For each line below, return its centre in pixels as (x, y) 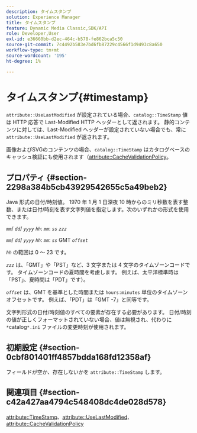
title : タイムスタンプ (31, 22)
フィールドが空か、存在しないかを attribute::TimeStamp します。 (86, 372)
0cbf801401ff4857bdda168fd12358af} (79, 357)
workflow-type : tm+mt (33, 50)
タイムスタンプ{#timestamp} (77, 97)
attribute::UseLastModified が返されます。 (59, 137)
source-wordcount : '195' (37, 56)
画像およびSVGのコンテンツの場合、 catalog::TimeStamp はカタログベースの (98, 150)
